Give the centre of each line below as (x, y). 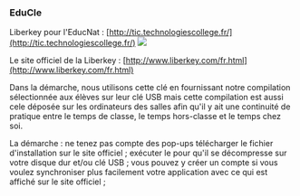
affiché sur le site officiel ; (58, 182)
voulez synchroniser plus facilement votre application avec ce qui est (139, 173)
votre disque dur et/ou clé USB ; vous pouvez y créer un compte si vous (144, 163)
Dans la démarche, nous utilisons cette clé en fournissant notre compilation (150, 88)
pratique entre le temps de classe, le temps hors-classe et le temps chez (145, 117)
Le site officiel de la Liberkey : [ (68, 61)
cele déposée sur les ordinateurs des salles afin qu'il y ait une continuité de (150, 107)
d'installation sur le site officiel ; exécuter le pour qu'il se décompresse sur (148, 153)
